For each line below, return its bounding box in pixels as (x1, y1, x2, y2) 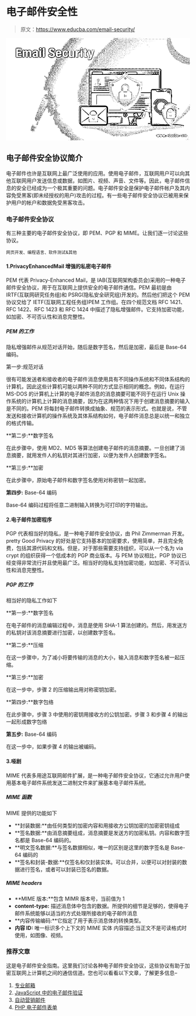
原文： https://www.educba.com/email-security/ (20, 26, 135, 33)
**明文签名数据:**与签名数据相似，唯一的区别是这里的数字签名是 (14, 843, 170, 851)
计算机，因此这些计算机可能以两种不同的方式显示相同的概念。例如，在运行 (6, 383, 185, 390)
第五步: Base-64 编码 (6, 731, 57, 738)
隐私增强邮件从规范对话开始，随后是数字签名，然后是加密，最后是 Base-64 (6, 343, 187, 351)
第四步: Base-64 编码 (6, 489, 57, 496)
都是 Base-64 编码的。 (19, 836, 75, 843)
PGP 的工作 (6, 581, 33, 588)
